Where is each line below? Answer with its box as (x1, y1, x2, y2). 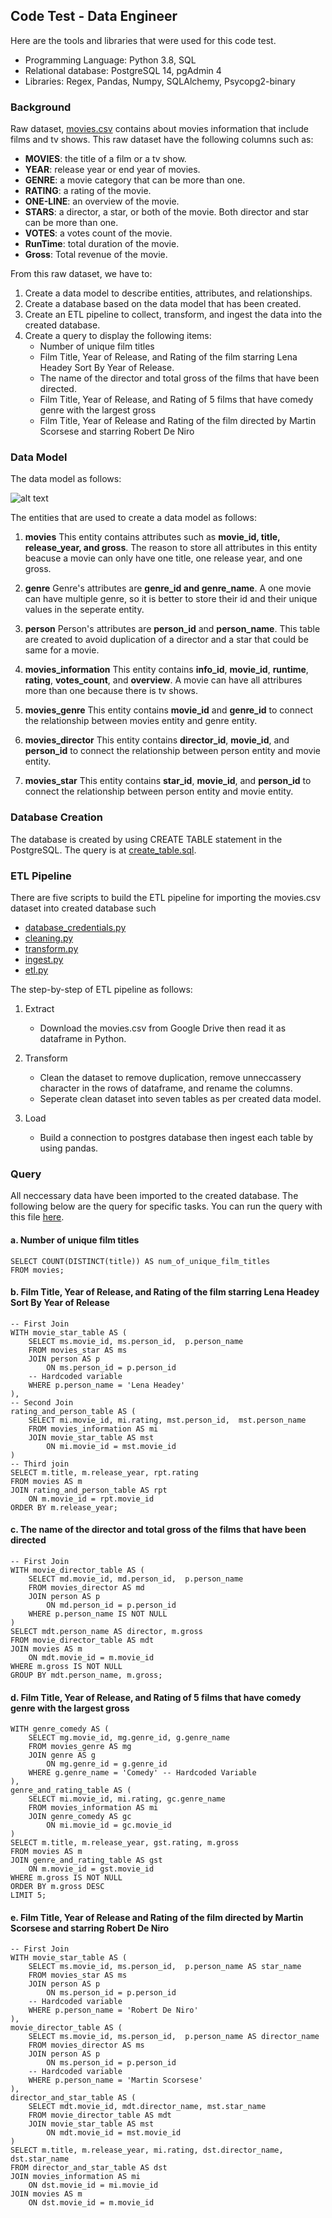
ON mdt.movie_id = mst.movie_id (46, 2128, 182, 2138)
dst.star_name (10, 2154, 70, 2164)
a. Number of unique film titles (10, 1234, 140, 1246)
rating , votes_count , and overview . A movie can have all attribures (24, 674, 303, 686)
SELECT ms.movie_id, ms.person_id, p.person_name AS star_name (28, 1962, 302, 1972)
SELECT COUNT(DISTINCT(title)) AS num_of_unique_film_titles (10, 1256, 271, 1266)
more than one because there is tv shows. (24, 685, 199, 697)
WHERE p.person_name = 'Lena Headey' (28, 1380, 186, 1390)
